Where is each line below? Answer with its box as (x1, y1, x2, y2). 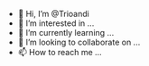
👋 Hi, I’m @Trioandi (17, 9, 90, 19)
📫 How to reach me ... (17, 47, 102, 57)
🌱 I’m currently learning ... (17, 28, 115, 37)
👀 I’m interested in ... (17, 18, 95, 29)
